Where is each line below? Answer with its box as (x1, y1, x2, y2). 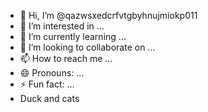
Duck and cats (19, 93, 80, 104)
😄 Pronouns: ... (19, 67, 85, 79)
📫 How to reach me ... (19, 53, 113, 64)
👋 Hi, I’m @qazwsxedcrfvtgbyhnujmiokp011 (19, 10, 198, 21)
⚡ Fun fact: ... (19, 78, 75, 90)
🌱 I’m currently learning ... (19, 31, 127, 42)
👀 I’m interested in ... (19, 20, 105, 32)
